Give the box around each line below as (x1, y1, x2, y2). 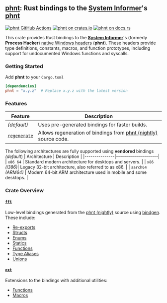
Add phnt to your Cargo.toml (5, 74, 64, 80)
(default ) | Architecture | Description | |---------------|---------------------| (5, 153, 160, 159)
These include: (5, 215, 36, 221)
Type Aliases (12, 251, 39, 257)
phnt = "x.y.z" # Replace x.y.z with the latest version (5, 88, 128, 93)
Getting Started (5, 63, 43, 70)
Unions (12, 256, 27, 262)
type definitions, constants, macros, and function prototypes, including (5, 45, 151, 51)
